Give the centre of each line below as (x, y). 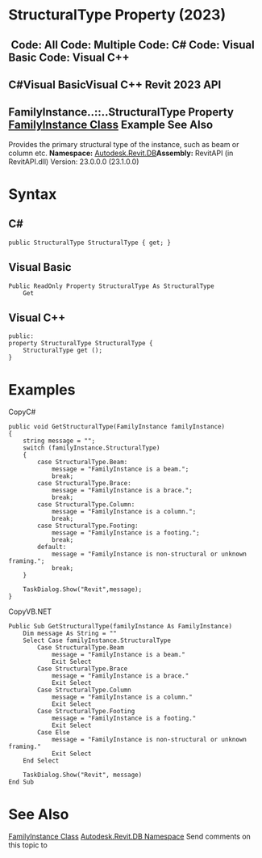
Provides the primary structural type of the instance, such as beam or (124, 144)
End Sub (21, 782)
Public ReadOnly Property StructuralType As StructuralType (112, 286)
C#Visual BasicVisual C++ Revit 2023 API (115, 85)
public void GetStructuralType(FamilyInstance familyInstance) (117, 427)
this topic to (28, 845)
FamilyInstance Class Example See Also (111, 125)
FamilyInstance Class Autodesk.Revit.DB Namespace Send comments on (130, 837)
